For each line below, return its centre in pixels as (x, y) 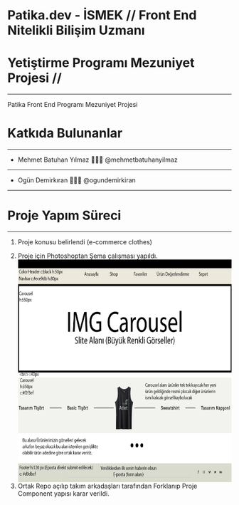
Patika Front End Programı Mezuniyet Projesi (73, 105)
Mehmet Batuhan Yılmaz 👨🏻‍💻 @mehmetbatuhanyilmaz (97, 160)
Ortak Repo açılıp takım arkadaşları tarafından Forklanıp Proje (107, 486)
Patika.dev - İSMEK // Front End (102, 15)
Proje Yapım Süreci (64, 215)
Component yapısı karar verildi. (64, 494)
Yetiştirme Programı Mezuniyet (101, 63)
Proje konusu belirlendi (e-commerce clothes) (85, 242)
